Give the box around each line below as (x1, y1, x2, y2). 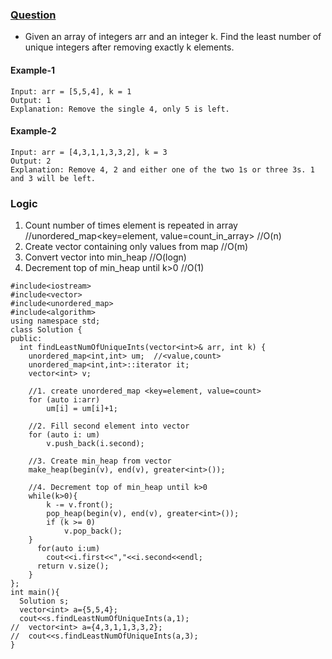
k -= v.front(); (46, 500, 114, 510)
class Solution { (10, 325, 83, 335)
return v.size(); (36, 561, 110, 571)
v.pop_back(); (63, 526, 123, 536)
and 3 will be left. (10, 173, 97, 183)
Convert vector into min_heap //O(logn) (24, 251, 187, 263)
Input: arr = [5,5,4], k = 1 (10, 86, 132, 97)
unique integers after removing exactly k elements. (24, 41, 235, 53)
